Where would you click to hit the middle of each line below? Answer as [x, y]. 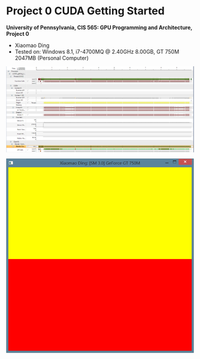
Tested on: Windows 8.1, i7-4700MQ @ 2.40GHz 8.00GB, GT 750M [97, 51]
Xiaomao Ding [32, 45]
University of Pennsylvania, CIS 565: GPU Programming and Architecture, [99, 27]
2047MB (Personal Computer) [52, 58]
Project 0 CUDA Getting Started [85, 11]
